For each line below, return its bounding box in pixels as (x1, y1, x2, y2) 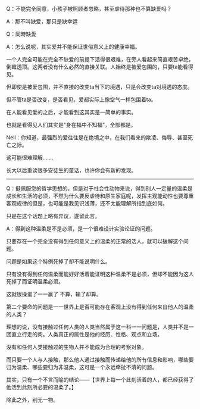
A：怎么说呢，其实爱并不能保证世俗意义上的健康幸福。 (6, 43, 140, 50)
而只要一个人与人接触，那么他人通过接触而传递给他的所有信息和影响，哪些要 (6, 356, 194, 363)
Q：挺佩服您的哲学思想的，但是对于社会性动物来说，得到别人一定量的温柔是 (6, 185, 193, 192)
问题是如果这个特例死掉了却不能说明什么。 (6, 258, 111, 265)
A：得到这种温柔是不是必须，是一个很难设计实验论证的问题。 (6, 225, 156, 232)
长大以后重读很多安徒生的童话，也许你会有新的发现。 (6, 167, 137, 174)
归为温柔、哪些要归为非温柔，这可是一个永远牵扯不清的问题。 (6, 364, 158, 370)
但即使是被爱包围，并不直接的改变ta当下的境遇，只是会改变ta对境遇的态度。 (6, 83, 193, 90)
